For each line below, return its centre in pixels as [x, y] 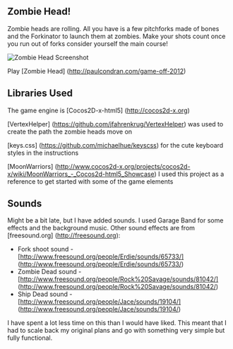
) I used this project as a [189, 174]
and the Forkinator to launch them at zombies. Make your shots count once [116, 36]
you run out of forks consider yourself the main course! [88, 43]
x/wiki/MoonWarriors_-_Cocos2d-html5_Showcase [81, 174]
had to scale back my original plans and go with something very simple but [116, 331]
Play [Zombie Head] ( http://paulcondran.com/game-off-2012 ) [97, 71]
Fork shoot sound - [46, 249]
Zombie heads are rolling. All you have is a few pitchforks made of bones [113, 28]
